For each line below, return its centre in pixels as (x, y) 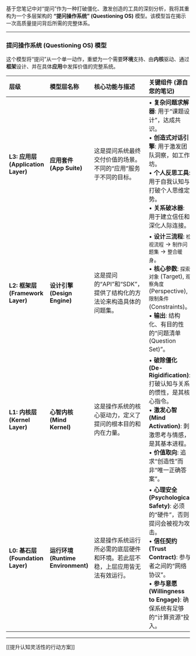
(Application (27, 165)
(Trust (157, 549)
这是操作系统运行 (118, 541)
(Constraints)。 (170, 307)
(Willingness (167, 592)
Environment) (69, 566)
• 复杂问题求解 (169, 102)
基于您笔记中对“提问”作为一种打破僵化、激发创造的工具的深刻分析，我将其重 (98, 8)
